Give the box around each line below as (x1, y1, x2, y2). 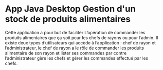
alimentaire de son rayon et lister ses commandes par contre (5, 50, 127, 56)
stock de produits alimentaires (5, 14, 131, 25)
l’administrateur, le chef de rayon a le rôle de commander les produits (5, 45, 145, 51)
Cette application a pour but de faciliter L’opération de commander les (5, 29, 145, 35)
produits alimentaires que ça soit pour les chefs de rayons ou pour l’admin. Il (5, 35, 158, 41)
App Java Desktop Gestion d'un (5, 3, 136, 14)
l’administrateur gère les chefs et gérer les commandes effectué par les (5, 55, 148, 61)
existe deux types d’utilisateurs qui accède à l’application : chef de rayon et (5, 40, 156, 45)
